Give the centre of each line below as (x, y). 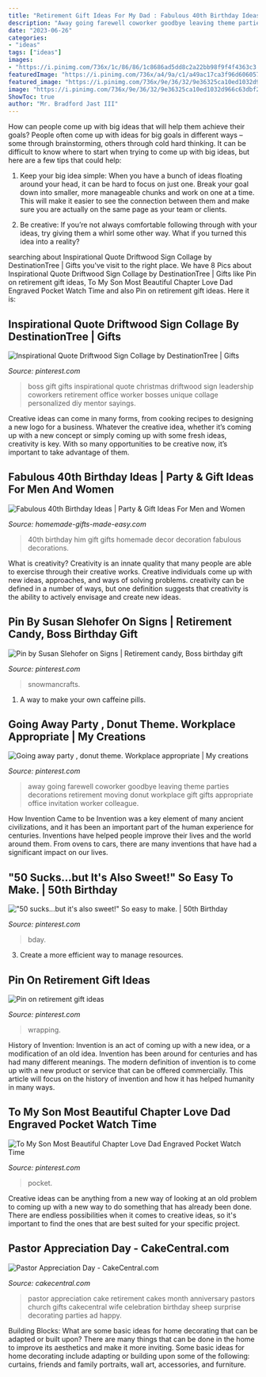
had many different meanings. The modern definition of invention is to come (132, 1062)
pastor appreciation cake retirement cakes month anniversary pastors (141, 1298)
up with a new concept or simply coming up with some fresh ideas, (118, 435)
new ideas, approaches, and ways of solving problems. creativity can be (126, 580)
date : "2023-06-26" (40, 30)
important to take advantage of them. (69, 452)
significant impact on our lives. (58, 853)
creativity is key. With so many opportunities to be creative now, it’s (118, 443)
